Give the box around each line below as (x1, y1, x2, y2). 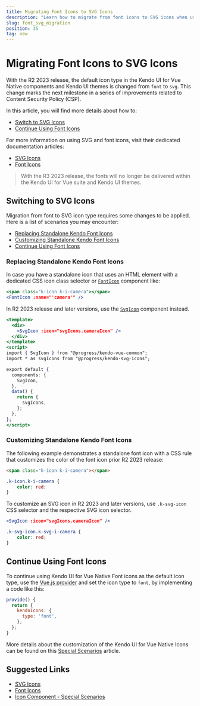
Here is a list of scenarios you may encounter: (6, 218, 119, 225)
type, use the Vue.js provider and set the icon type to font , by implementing (6, 579, 192, 586)
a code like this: (6, 585, 45, 592)
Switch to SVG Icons (14, 119, 65, 126)
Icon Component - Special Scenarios (14, 693, 105, 700)
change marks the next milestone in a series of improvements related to (6, 89, 182, 96)
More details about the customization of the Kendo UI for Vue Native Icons (6, 640, 189, 648)
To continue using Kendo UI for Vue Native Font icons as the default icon (6, 572, 185, 579)
